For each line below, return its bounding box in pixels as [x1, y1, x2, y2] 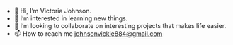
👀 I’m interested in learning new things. [13, 14, 128, 22]
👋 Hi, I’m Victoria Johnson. [13, 7, 92, 15]
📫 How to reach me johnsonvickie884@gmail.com [13, 30, 163, 38]
